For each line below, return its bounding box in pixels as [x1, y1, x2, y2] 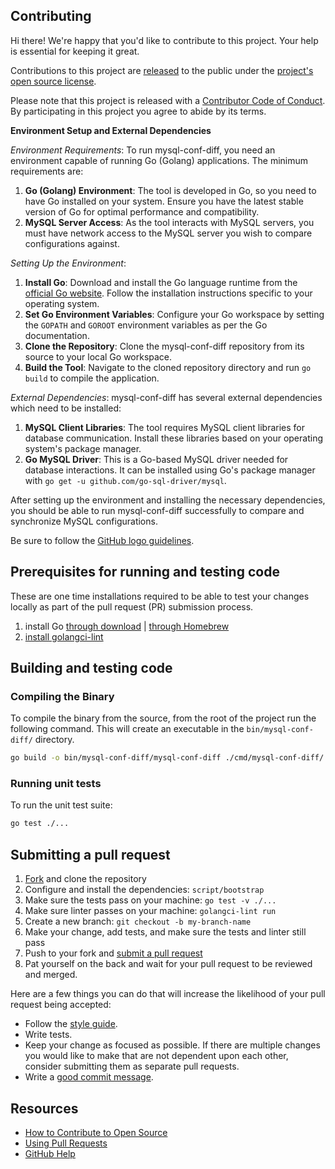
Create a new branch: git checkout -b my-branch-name [24, 915, 252, 928]
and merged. [24, 969, 78, 981]
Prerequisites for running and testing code [10, 564, 280, 581]
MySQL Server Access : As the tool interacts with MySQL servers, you [24, 216, 315, 228]
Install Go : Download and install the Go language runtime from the [24, 276, 298, 288]
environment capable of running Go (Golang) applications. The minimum [10, 154, 309, 166]
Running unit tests [10, 777, 102, 791]
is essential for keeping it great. [10, 45, 140, 57]
